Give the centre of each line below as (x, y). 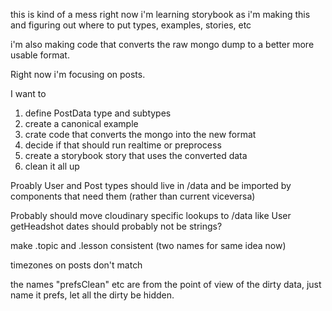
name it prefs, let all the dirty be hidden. (92, 295)
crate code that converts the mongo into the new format (140, 134)
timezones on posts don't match (76, 265)
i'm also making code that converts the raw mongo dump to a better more (162, 44)
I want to (28, 93)
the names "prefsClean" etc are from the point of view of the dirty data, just (166, 284)
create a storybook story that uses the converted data (136, 155)
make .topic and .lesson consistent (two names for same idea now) (148, 245)
